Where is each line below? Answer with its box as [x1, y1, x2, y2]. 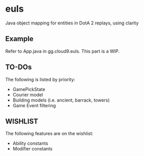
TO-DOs [5, 63, 32, 72]
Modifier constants [12, 146, 53, 152]
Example [5, 35, 34, 43]
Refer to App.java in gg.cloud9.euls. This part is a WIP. [5, 48, 120, 54]
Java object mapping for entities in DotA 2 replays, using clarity [5, 20, 139, 26]
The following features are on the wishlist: [5, 131, 93, 137]
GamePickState [12, 86, 45, 92]
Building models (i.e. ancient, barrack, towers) [12, 97, 110, 103]
